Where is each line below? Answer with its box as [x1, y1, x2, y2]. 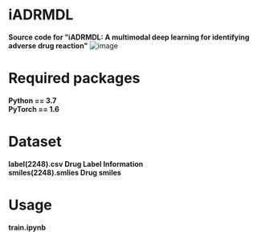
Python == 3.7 [8, 95, 57, 106]
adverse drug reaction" [8, 40, 88, 50]
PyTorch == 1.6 [8, 104, 60, 114]
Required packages [8, 69, 141, 88]
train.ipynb [8, 222, 47, 232]
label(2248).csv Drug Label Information [8, 159, 144, 168]
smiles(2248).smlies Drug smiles [8, 168, 122, 177]
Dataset [8, 133, 62, 151]
